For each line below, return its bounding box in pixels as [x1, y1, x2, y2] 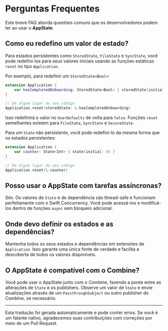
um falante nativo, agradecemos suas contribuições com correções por [5, 314, 152, 320]
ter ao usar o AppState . [5, 24, 54, 30]
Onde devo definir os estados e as [5, 219, 113, 228]
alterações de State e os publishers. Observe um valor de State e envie [5, 284, 153, 290]
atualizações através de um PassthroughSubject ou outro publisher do [5, 289, 149, 295]
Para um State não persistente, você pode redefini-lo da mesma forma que [5, 129, 160, 135]
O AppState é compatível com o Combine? [5, 266, 140, 274]
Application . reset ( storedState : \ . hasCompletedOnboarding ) [5, 105, 131, 110]
